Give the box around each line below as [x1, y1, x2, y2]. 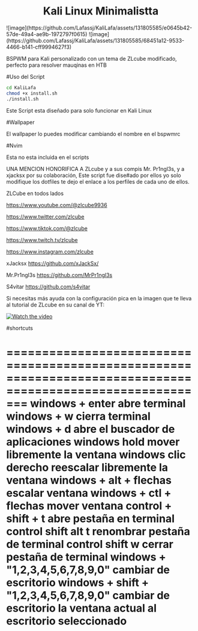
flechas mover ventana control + [6, 499, 172, 512]
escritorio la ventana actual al [6, 601, 157, 615]
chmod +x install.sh [6, 90, 58, 96]
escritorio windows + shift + [6, 576, 149, 589]
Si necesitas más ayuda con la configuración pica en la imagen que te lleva [6, 294, 192, 302]
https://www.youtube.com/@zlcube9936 [6, 201, 107, 208]
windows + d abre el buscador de [6, 422, 175, 436]
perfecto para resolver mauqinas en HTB [6, 61, 107, 69]
